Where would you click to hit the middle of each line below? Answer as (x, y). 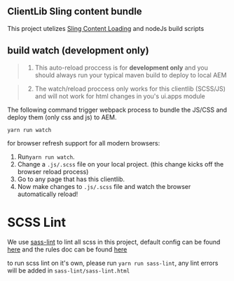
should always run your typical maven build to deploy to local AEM (131, 75)
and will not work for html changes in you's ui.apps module (120, 96)
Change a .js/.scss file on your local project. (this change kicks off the (121, 164)
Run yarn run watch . (46, 157)
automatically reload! (48, 194)
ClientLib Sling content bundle (75, 12)
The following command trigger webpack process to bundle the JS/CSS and (117, 110)
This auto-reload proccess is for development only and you (121, 67)
